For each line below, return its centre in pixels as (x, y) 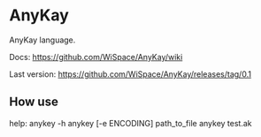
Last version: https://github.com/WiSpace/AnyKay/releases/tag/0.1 (130, 74)
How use (34, 102)
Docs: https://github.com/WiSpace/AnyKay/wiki (96, 57)
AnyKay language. (42, 40)
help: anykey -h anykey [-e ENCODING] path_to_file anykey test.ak (130, 123)
